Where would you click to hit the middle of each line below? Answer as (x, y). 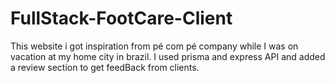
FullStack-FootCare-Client (121, 18)
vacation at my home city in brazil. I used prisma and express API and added (168, 56)
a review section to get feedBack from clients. (105, 67)
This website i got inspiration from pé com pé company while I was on (154, 46)
